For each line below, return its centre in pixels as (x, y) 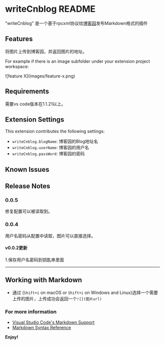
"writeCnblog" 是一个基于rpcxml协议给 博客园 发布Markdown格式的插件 (77, 23)
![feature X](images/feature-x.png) (40, 76)
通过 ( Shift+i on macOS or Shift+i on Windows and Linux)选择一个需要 (85, 292)
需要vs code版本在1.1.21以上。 (35, 104)
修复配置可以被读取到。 (29, 212)
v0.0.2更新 (16, 248)
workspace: (17, 66)
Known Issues (27, 170)
